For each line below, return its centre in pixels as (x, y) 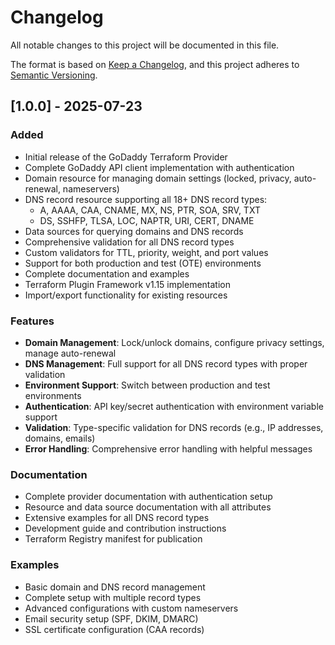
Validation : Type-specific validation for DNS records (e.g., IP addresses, (174, 427)
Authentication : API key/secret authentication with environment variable (174, 406)
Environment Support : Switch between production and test (147, 385)
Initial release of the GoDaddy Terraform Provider (126, 157)
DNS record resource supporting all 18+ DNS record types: (146, 199)
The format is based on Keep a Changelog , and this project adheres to (155, 64)
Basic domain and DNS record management (115, 587)
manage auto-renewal (70, 353)
